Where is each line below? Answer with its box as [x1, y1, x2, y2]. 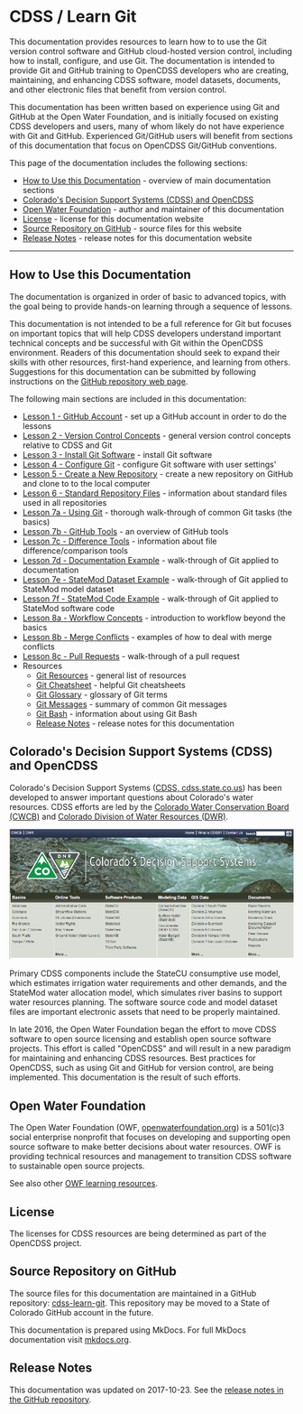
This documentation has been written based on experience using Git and [9, 101, 280, 112]
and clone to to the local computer [22, 478, 151, 488]
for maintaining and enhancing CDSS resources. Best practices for [9, 1053, 257, 1064]
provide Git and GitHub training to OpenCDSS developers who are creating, [9, 65, 289, 76]
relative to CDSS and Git [22, 440, 113, 451]
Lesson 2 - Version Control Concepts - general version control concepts [22, 430, 291, 441]
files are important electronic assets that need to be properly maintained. [9, 1007, 280, 1018]
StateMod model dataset [22, 583, 115, 594]
